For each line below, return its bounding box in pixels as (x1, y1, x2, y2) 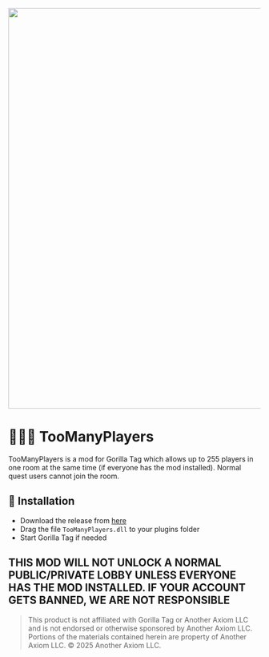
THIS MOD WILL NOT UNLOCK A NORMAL (8, 556, 222, 570)
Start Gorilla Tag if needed (19, 533, 107, 542)
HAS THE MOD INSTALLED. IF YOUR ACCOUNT (8, 581, 246, 595)
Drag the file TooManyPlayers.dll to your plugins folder (19, 524, 200, 534)
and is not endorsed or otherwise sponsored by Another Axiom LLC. (27, 623, 253, 633)
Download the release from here (19, 515, 126, 525)
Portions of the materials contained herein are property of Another (27, 631, 247, 641)
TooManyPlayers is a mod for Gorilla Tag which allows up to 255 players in (8, 453, 254, 464)
